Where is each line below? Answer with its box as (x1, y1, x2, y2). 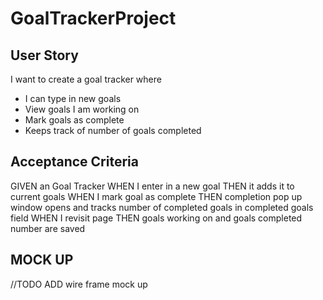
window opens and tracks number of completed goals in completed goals (10, 201, 314, 213)
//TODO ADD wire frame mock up (10, 278, 148, 290)
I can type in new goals (24, 93, 122, 104)
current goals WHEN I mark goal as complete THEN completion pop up (10, 190, 303, 202)
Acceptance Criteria (10, 153, 139, 171)
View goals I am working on (24, 103, 140, 115)
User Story (10, 47, 79, 64)
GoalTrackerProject (10, 7, 177, 30)
